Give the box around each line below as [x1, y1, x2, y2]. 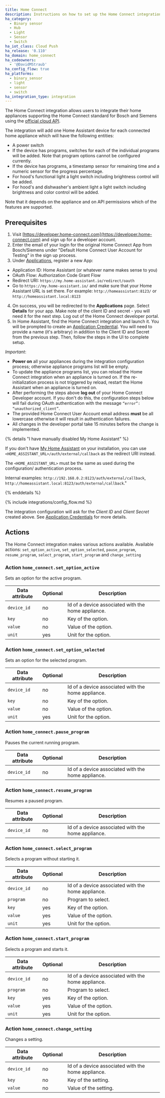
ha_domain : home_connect [5, 53, 56, 58]
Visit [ [12, 232, 25, 238]
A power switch [12, 142, 44, 148]
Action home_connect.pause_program [5, 729, 89, 735]
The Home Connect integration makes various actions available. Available [5, 541, 154, 547]
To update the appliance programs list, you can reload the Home [12, 369, 142, 375]
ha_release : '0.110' [5, 48, 48, 53]
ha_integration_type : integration [5, 94, 76, 99]
